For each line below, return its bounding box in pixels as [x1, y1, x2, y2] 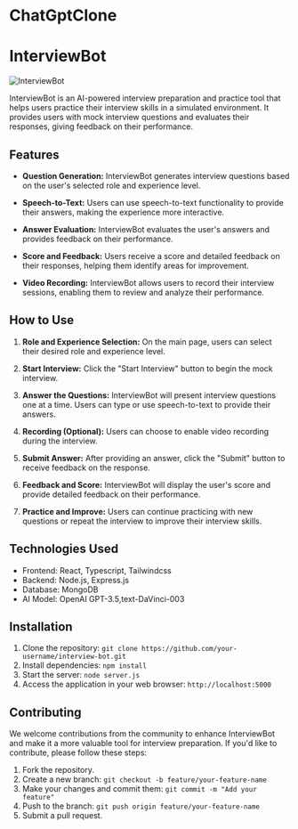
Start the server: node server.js [21, 670, 141, 680]
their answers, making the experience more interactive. [21, 207, 225, 217]
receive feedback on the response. [21, 462, 151, 473]
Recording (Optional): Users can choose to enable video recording [21, 426, 270, 436]
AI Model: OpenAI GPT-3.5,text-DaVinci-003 [21, 593, 185, 604]
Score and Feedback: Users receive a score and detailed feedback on [21, 250, 280, 261]
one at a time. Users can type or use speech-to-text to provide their [21, 399, 271, 410]
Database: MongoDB [21, 584, 99, 595]
